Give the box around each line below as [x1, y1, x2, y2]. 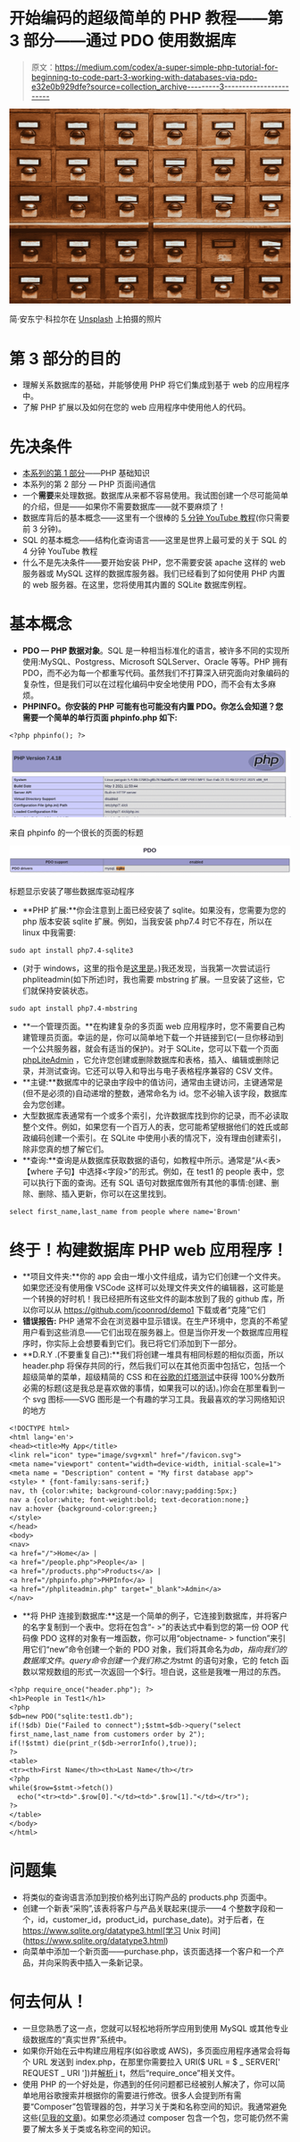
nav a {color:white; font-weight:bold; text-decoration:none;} [9, 1495, 250, 1505]
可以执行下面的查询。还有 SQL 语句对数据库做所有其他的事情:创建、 [21, 1177, 272, 1188]
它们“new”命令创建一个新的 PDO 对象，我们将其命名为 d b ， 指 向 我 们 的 [29, 1644, 287, 1655]
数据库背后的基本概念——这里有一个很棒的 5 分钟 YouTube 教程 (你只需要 [21, 513, 290, 523]
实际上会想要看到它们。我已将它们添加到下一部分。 [53, 1338, 242, 1349]
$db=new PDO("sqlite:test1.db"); [9, 1712, 134, 1721]
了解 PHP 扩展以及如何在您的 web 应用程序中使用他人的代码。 [21, 402, 251, 413]
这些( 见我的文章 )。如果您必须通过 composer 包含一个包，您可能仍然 [21, 2113, 274, 2123]
